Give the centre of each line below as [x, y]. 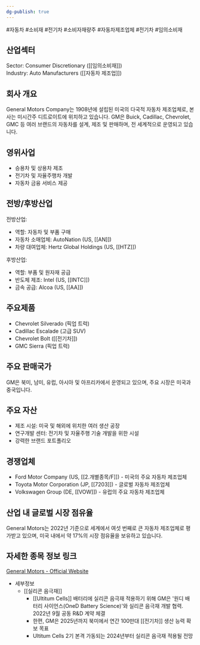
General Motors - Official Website [47, 571]
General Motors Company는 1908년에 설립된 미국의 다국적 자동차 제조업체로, [97, 109]
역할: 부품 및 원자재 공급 [43, 272]
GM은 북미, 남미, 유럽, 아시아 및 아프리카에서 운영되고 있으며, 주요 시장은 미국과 [99, 382]
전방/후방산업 [30, 204]
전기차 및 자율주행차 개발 [44, 176]
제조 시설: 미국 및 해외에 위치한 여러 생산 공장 [67, 426]
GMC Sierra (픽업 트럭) [42, 346]
